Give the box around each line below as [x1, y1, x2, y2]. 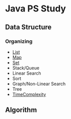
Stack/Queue [12, 65, 40, 71]
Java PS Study [5, 3, 66, 14]
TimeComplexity [12, 91, 46, 97]
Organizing [5, 38, 33, 45]
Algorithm [5, 106, 37, 115]
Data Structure [5, 23, 52, 31]
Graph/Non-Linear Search [12, 81, 66, 87]
